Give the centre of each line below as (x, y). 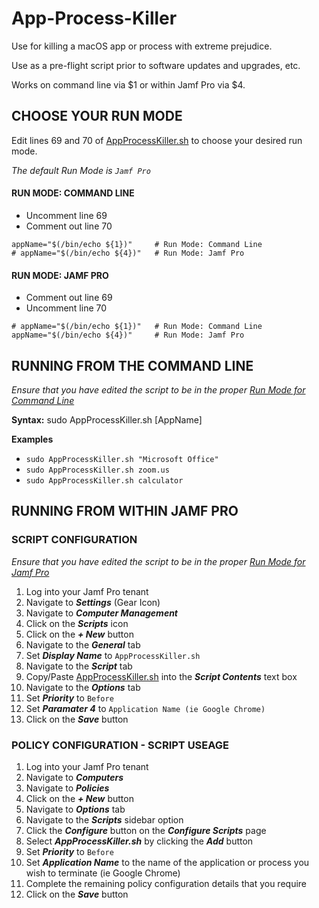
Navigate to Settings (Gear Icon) (93, 602)
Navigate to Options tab (75, 809)
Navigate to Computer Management (102, 613)
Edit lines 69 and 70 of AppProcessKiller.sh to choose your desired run (157, 140)
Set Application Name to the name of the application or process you (167, 862)
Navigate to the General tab (83, 644)
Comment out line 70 (69, 226)
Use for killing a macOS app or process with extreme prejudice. (142, 46)
